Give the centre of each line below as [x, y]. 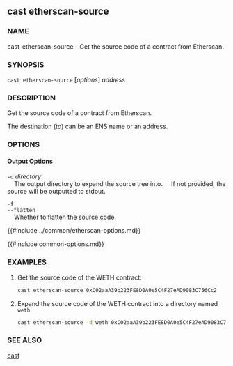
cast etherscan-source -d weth [63, 322]
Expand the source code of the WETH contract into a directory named [118, 303]
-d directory [24, 176]
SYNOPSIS [26, 64]
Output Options [30, 161]
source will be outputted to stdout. [56, 192]
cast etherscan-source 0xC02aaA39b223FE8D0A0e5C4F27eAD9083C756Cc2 [117, 290]
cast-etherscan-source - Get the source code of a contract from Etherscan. [116, 46]
